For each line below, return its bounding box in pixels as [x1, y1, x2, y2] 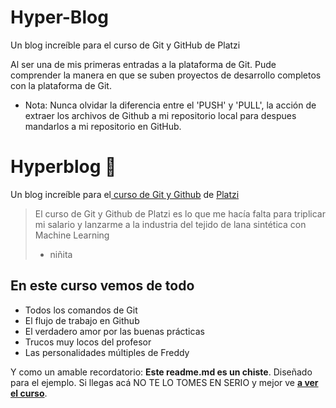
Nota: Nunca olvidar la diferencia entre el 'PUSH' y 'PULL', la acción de [24, 99, 317, 111]
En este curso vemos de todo [10, 277, 195, 295]
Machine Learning [34, 229, 110, 241]
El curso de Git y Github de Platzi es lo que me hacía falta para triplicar [34, 207, 326, 220]
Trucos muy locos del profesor [24, 336, 152, 348]
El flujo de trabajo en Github [24, 314, 140, 326]
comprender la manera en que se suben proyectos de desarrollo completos [10, 69, 322, 81]
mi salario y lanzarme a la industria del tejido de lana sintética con [34, 218, 307, 230]
